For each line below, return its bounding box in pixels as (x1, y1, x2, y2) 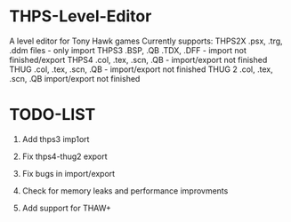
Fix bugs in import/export (21, 168, 116, 178)
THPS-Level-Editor (9, 6, 152, 27)
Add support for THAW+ (21, 202, 111, 213)
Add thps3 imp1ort (21, 133, 90, 144)
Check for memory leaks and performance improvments (21, 185, 229, 196)
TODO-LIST (9, 105, 96, 125)
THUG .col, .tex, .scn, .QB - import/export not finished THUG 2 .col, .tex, (9, 64, 273, 75)
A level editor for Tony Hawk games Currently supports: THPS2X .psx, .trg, (9, 36, 283, 46)
